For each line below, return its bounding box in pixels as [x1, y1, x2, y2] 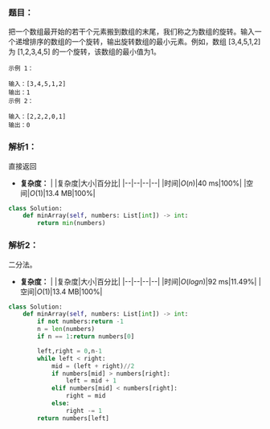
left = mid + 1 [65, 377, 117, 385]
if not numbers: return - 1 [37, 317, 125, 326]
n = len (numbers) [37, 325, 95, 333]
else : [51, 399, 70, 407]
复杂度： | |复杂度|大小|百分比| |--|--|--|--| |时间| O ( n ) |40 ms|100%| [19, 178, 243, 188]
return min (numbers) [37, 219, 106, 227]
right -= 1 [65, 407, 103, 415]
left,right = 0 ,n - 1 [37, 347, 103, 355]
